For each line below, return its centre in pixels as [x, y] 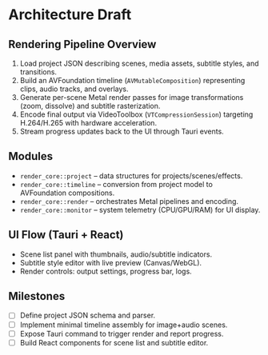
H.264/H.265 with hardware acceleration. [88, 123]
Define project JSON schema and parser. [88, 315]
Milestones [37, 296]
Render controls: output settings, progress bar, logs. [106, 271]
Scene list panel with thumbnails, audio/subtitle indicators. [116, 254]
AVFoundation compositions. [67, 193]
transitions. [38, 72]
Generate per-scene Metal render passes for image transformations [132, 97]
